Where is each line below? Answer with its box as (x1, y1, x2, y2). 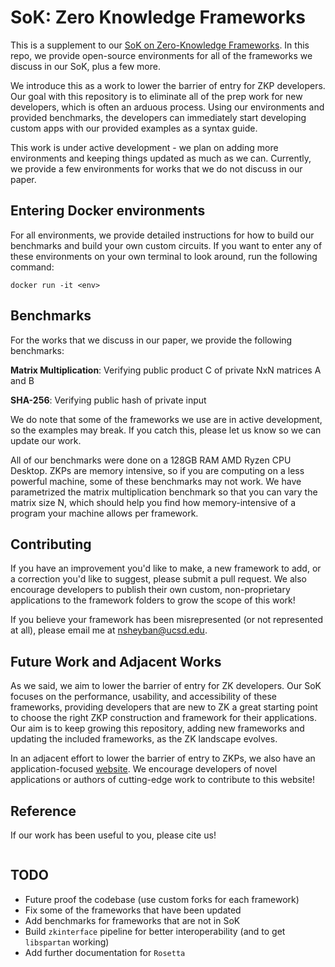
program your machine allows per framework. (10, 507, 199, 519)
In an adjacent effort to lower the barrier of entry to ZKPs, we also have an (10, 752, 316, 765)
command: (10, 261, 55, 273)
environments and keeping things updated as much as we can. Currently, (10, 152, 312, 164)
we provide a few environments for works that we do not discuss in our (10, 162, 303, 175)
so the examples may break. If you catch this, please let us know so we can (10, 424, 322, 436)
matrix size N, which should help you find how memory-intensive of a (10, 496, 297, 508)
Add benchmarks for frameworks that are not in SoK (24, 914, 241, 926)
